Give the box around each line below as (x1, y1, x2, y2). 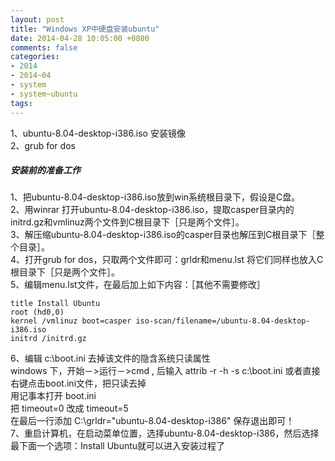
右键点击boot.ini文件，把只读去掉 (10, 377, 147, 390)
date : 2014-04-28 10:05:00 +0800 (10, 33, 150, 43)
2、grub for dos (10, 139, 76, 151)
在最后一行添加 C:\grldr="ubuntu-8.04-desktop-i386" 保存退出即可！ (10, 415, 295, 427)
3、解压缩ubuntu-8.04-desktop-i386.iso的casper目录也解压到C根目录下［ (10, 229, 317, 241)
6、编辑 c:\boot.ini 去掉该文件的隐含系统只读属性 (10, 352, 211, 365)
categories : (10, 52, 60, 62)
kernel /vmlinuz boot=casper (10, 316, 132, 326)
